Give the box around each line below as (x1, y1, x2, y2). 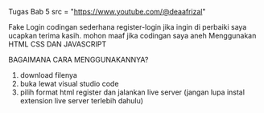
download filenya (19, 71, 78, 79)
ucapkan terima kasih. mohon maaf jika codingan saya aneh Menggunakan (8, 31, 257, 40)
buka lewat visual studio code (19, 79, 119, 88)
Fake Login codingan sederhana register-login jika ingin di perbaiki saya (8, 22, 247, 31)
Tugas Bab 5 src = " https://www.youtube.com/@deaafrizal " (8, 7, 207, 16)
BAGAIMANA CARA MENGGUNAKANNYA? (8, 55, 149, 64)
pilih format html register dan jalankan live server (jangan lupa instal (19, 87, 245, 97)
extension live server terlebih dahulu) (19, 96, 143, 105)
